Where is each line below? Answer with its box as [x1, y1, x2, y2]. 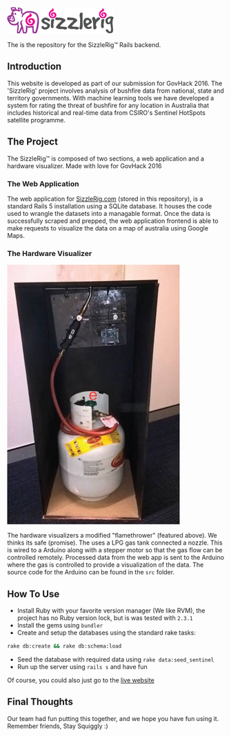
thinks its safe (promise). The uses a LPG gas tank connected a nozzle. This [7, 538, 223, 547]
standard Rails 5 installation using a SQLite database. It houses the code [7, 201, 212, 210]
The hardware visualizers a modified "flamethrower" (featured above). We [7, 531, 217, 540]
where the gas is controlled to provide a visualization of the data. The [7, 561, 204, 569]
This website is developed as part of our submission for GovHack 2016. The [7, 79, 223, 87]
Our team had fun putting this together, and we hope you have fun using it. [7, 714, 219, 722]
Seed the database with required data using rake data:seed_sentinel [17, 655, 214, 664]
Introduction [7, 61, 62, 73]
